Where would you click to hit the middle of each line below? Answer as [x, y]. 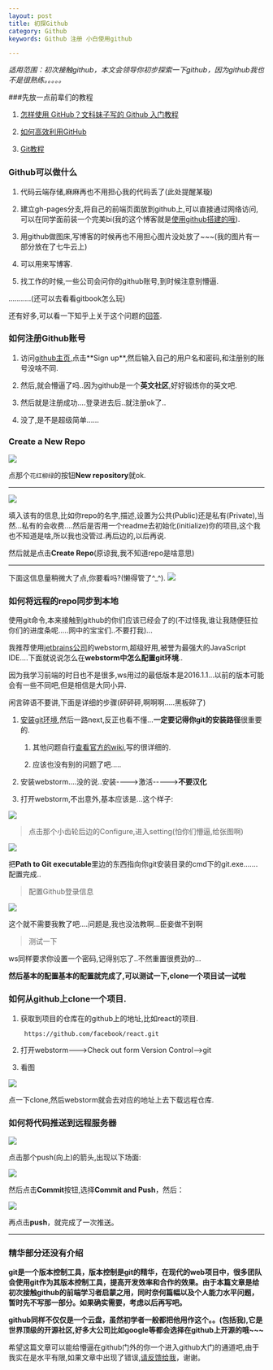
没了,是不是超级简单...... [60, 420]
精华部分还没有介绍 [46, 1253]
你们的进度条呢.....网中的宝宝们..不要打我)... [80, 630]
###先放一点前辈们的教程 [51, 98]
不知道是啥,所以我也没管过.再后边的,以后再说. [91, 536]
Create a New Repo [47, 441]
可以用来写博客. [46, 263]
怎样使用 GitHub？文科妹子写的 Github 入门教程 [99, 115]
